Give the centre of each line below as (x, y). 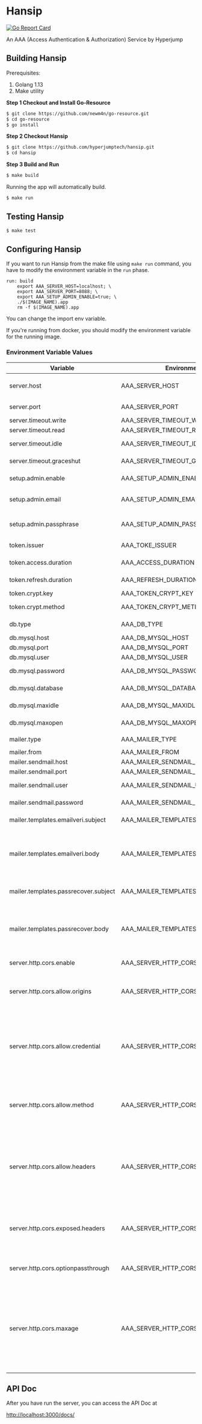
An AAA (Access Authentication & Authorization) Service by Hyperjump (95, 39)
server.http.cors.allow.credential (55, 1046)
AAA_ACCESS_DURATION (158, 562)
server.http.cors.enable (42, 962)
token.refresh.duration (41, 580)
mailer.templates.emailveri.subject (58, 820)
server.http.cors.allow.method (52, 1104)
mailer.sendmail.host (38, 761)
